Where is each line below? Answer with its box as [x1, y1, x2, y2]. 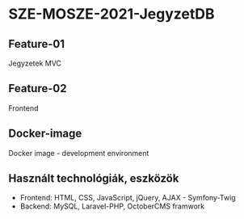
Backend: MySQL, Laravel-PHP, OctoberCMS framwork [19, 201, 205, 211]
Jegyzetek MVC [8, 58, 62, 68]
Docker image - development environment [8, 148, 149, 158]
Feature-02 [8, 82, 67, 95]
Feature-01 [8, 37, 65, 51]
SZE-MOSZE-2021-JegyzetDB [8, 5, 215, 23]
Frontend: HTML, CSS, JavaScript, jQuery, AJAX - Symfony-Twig [19, 193, 236, 203]
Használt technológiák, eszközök [8, 171, 179, 186]
